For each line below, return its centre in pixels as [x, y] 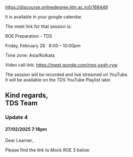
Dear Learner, [19, 140]
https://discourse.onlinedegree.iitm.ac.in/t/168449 [57, 7]
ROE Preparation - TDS [29, 36]
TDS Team [22, 103]
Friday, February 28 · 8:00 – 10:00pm [43, 46]
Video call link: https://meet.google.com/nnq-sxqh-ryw [61, 65]
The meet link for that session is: [38, 26]
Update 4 [17, 117]
